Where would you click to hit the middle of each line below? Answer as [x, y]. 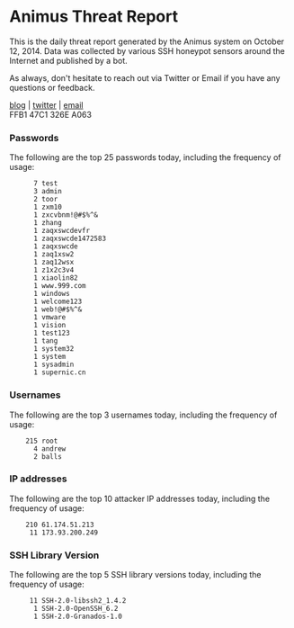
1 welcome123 [58, 302]
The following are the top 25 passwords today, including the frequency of [145, 157]
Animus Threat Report [94, 17]
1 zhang [48, 223]
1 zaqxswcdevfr [62, 231]
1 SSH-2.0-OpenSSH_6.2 [76, 609]
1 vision [49, 326]
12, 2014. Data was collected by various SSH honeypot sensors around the [147, 50]
